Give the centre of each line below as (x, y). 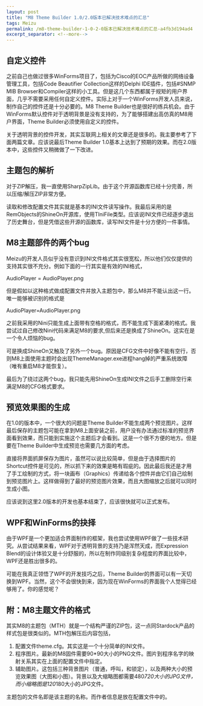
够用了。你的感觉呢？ (33, 589)
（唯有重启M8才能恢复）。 (38, 366)
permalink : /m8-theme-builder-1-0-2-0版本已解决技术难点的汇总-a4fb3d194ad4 (100, 29)
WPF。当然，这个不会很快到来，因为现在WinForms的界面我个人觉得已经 (107, 581)
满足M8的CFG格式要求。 (37, 386)
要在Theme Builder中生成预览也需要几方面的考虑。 (69, 446)
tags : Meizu (21, 23)
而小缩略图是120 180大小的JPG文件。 (61, 684)
